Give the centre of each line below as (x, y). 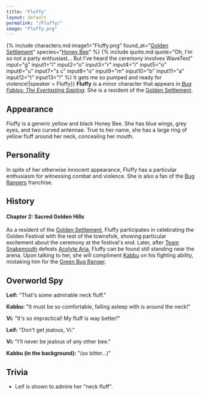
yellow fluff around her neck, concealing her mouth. (70, 136)
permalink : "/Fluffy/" (34, 23)
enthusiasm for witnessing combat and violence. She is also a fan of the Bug (100, 176)
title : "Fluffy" (26, 12)
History (20, 201)
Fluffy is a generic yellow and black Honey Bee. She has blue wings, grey (96, 124)
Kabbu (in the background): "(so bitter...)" (59, 353)
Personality (28, 155)
